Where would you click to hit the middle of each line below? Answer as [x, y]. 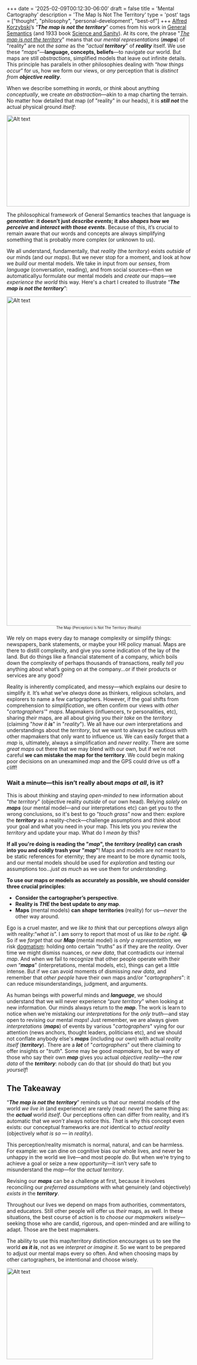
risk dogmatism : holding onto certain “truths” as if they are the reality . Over [97, 946]
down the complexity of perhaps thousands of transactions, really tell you [95, 663]
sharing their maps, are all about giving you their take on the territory [89, 718]
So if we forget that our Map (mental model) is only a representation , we [94, 940]
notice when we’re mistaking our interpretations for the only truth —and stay [98, 1014]
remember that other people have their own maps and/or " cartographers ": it [98, 978]
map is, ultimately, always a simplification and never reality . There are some [98, 742]
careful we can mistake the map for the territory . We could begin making [96, 755]
